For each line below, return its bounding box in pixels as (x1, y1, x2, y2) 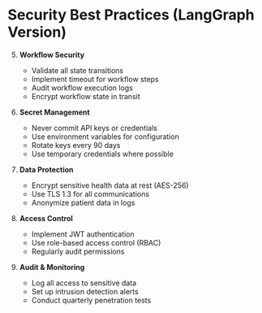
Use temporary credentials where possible (31, 149, 174, 159)
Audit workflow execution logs (31, 83, 133, 93)
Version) (7, 23, 67, 41)
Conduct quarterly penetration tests (31, 295, 152, 305)
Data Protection (19, 164, 74, 174)
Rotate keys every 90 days (31, 140, 121, 150)
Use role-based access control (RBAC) (31, 237, 161, 247)
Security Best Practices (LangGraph (7, 6, 255, 24)
